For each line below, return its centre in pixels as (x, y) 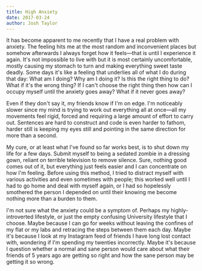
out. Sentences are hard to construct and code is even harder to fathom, (96, 123)
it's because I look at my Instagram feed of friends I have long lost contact (99, 236)
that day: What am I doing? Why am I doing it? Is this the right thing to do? (98, 79)
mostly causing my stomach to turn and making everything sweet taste (94, 66)
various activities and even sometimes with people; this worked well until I (98, 180)
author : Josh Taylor (32, 23)
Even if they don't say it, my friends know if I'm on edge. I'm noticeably (94, 103)
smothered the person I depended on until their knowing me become (92, 192)
